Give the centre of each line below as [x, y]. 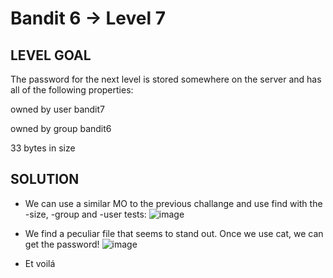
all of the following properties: [72, 90]
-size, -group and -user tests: [85, 214]
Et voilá [40, 263]
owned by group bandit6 [61, 128]
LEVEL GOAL [51, 55]
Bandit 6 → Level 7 [88, 18]
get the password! [62, 244]
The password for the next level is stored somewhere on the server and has [166, 79]
